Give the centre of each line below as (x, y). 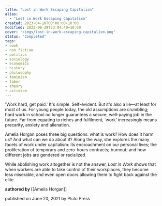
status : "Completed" (26, 37)
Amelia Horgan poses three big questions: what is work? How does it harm (79, 134)
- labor (13, 81)
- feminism (16, 77)
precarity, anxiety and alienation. (37, 125)
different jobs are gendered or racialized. (46, 155)
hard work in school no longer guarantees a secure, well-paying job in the (79, 115)
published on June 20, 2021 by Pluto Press (48, 199)
